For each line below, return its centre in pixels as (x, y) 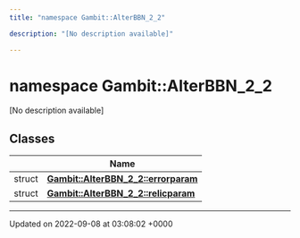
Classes (32, 138)
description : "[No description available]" (92, 34)
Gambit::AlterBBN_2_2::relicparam (121, 193)
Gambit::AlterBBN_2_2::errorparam (122, 179)
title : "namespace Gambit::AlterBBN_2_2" (87, 17)
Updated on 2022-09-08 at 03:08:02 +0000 (91, 224)
